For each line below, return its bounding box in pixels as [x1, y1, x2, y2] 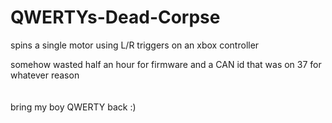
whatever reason [10, 69, 80, 81]
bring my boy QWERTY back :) [10, 101, 137, 113]
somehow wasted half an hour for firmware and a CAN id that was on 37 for [10, 58, 322, 70]
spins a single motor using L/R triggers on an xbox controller [10, 39, 260, 51]
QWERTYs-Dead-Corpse [10, 6, 221, 29]
